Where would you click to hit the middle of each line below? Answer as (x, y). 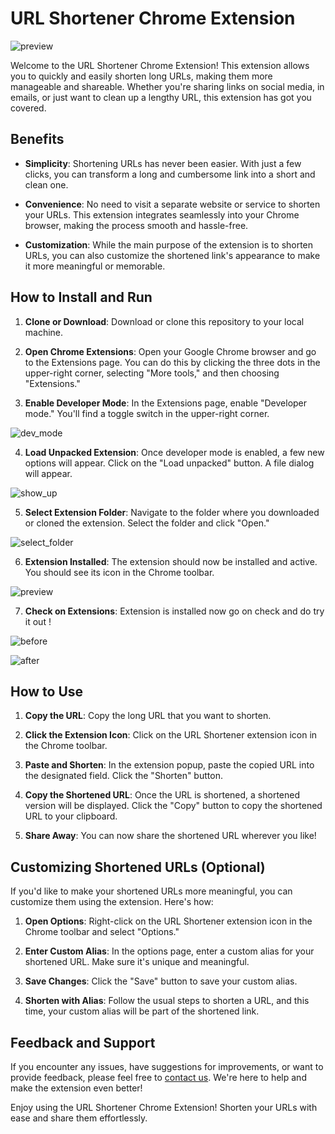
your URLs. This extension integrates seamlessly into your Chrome (162, 214)
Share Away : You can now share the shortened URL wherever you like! (170, 836)
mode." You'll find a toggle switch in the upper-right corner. (147, 413)
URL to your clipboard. (71, 816)
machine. (44, 332)
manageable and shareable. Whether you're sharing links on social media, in (167, 86)
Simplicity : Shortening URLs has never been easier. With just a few (163, 163)
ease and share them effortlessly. (79, 1118)
